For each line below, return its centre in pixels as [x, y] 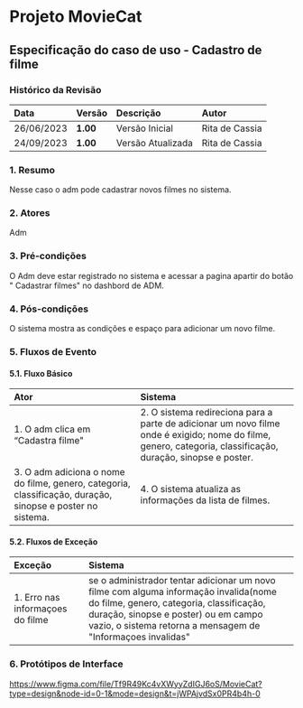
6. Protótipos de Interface [66, 664]
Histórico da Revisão [55, 89]
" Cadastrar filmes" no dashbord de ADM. [87, 285]
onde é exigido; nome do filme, [206, 435]
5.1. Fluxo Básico [41, 373]
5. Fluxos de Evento [53, 351]
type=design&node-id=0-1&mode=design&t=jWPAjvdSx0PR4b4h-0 [135, 694]
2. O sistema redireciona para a [207, 413]
